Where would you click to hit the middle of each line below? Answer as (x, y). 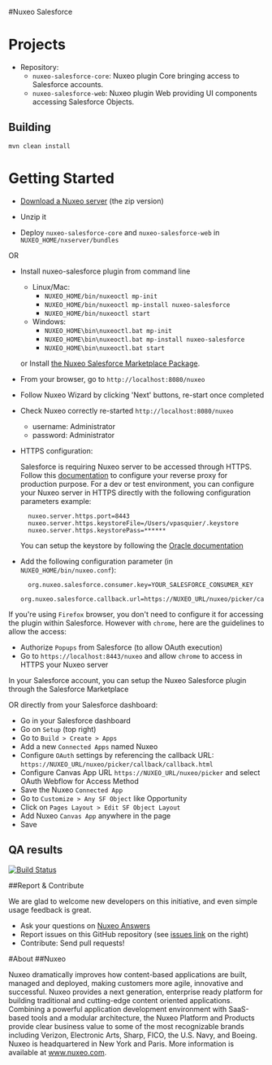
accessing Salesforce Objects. (83, 102)
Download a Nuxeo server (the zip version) (92, 201)
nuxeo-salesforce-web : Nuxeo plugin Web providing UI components (145, 93)
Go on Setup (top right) (58, 729)
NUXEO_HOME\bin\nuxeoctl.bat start (104, 348)
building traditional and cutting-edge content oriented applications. (121, 1000)
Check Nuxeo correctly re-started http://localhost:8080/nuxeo (127, 410)
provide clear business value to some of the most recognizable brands (127, 1026)
